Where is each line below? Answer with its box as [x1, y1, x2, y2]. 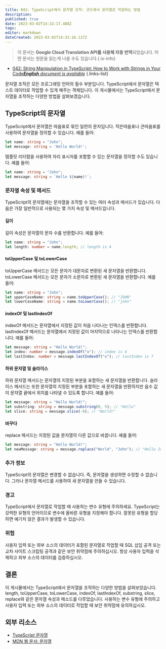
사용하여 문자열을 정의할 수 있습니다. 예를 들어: [5, 130, 95, 136]
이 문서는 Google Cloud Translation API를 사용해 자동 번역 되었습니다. [17, 49, 154, 55]
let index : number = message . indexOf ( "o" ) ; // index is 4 [5, 350, 127, 355]
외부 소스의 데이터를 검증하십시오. [18, 554, 83, 560]
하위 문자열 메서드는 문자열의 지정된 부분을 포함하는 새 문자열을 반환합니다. [5, 377, 149, 383]
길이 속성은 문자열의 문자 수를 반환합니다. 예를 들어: [5, 229, 104, 236]
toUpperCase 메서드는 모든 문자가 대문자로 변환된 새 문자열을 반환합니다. [5, 268, 147, 274]
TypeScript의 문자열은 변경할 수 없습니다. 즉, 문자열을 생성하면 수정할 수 [5, 472, 145, 478]
